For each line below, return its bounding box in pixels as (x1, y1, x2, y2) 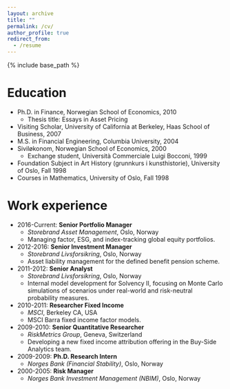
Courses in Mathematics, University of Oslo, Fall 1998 (17, 174, 169, 182)
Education (7, 85, 67, 101)
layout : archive (7, 10, 54, 17)
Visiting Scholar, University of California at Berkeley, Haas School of (17, 122, 210, 131)
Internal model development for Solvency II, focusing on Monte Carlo (27, 279, 223, 287)
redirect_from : (7, 36, 51, 43)
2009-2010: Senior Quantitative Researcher (17, 323, 145, 331)
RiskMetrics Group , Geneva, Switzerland (27, 330, 143, 338)
